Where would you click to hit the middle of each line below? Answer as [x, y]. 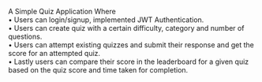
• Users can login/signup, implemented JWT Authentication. [106, 20]
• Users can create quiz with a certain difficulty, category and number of [126, 28]
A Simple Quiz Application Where [62, 11]
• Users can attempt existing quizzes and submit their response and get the [131, 45]
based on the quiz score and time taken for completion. [98, 70]
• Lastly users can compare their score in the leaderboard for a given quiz [129, 61]
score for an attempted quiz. [54, 53]
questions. [25, 36]
